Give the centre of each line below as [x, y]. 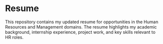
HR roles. [14, 37]
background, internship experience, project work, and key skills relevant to [80, 32]
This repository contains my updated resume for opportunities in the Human [82, 22]
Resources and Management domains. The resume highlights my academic [81, 27]
